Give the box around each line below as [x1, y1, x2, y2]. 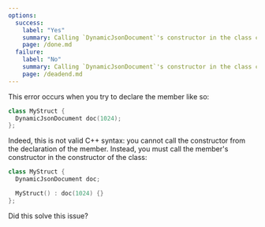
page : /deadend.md [22, 70, 83, 78]
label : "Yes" [22, 26, 65, 34]
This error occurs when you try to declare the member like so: [8, 91, 210, 101]
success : [15, 19, 44, 27]
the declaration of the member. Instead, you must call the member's [8, 144, 229, 154]
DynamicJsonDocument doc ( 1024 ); [15, 114, 122, 122]
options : [8, 11, 37, 20]
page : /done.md [22, 41, 73, 49]
